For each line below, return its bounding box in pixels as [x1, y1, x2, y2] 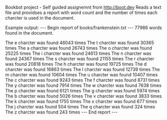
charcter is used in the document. [5, 15, 75, 21]
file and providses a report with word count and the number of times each [5, 10, 158, 16]
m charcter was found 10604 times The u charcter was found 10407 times [5, 72, 158, 77]
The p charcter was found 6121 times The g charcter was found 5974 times [5, 88, 160, 93]
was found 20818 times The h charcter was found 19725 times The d [5, 61, 147, 67]
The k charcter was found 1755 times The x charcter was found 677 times [5, 98, 157, 104]
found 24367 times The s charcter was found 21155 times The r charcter [5, 56, 154, 62]
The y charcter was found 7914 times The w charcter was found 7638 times [5, 82, 162, 88]
